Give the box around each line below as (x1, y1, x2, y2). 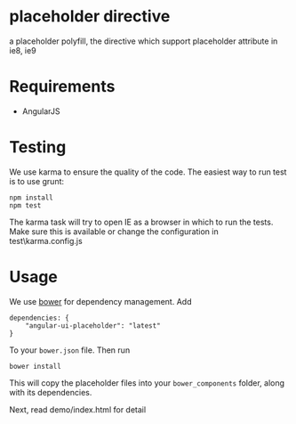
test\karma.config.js (9, 235, 83, 246)
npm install (9, 193, 53, 202)
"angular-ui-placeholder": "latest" (25, 321, 162, 330)
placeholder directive (9, 6, 171, 27)
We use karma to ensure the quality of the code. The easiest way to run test (9, 167, 287, 177)
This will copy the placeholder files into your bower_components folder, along (9, 377, 285, 388)
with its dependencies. (9, 387, 92, 397)
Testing (9, 137, 67, 158)
